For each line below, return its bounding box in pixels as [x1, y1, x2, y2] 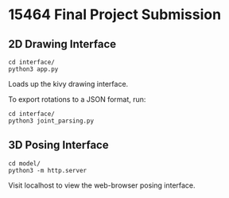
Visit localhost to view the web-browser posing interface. [8, 181, 196, 190]
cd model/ [8, 159, 41, 168]
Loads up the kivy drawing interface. [8, 80, 129, 88]
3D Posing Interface [8, 138, 109, 152]
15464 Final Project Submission [8, 6, 221, 24]
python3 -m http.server [8, 166, 87, 174]
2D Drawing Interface [8, 37, 117, 51]
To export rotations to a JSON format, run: [8, 95, 146, 104]
